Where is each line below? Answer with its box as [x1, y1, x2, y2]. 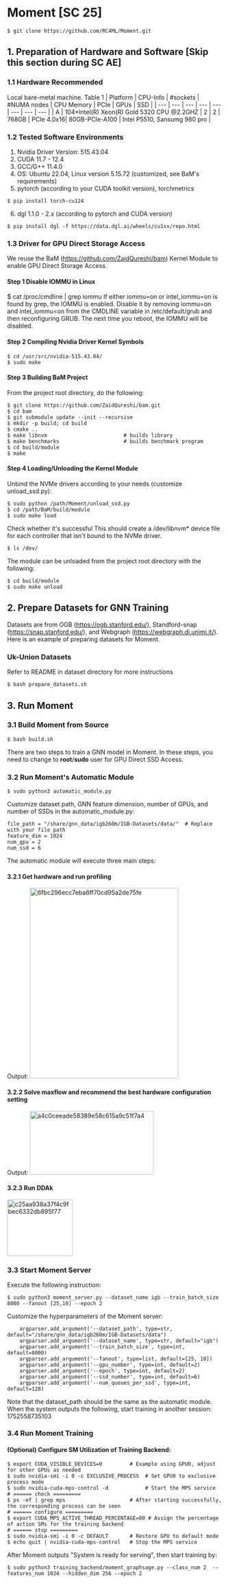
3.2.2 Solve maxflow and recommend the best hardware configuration [7, 1087, 212, 1096]
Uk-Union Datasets [7, 652, 72, 661]
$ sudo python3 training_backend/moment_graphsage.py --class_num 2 [7, 1564, 207, 1571]
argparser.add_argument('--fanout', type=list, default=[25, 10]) [19, 1355, 213, 1363]
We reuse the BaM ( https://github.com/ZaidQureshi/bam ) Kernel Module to [7, 254, 218, 262]
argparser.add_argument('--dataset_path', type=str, [19, 1326, 173, 1333]
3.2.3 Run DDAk [7, 1184, 53, 1192]
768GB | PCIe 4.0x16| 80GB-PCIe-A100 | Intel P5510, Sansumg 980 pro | [7, 115, 211, 123]
